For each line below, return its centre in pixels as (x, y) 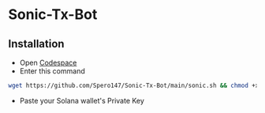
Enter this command (52, 71)
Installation (36, 44)
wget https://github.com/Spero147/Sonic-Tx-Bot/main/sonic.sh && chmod (128, 85)
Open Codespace (48, 62)
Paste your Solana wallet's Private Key (82, 100)
